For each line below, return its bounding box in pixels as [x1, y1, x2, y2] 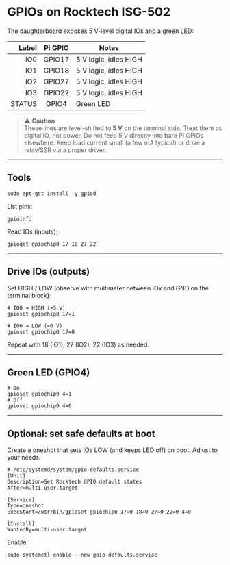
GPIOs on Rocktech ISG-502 [7, 4, 171, 20]
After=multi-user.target [7, 484, 78, 492]
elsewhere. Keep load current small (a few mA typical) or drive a [23, 138, 205, 147]
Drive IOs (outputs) [7, 266, 90, 277]
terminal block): [7, 291, 51, 299]
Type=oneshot [7, 503, 44, 510]
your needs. [7, 453, 41, 462]
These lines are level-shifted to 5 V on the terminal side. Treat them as [23, 124, 222, 132]
